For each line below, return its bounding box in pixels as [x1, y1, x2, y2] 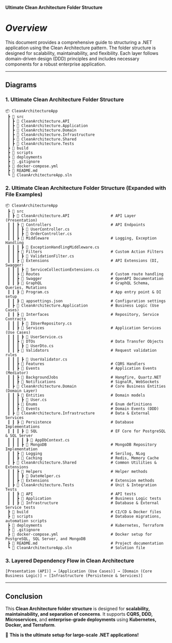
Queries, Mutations [5, 285, 47, 290]
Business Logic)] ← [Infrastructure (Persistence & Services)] [5, 573, 143, 578]
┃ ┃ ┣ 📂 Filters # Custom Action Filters [7, 249, 164, 254]
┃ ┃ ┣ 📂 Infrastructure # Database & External [7, 500, 159, 506]
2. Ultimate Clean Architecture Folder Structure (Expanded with [5, 184, 166, 191]
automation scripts [5, 518, 47, 524]
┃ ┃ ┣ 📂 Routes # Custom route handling [7, 271, 164, 276]
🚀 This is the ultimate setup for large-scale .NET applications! [5, 632, 139, 638]
